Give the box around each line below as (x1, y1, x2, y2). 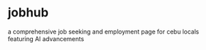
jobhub (8, 5, 49, 21)
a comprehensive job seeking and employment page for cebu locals (8, 27, 199, 36)
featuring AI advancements (8, 34, 84, 42)
